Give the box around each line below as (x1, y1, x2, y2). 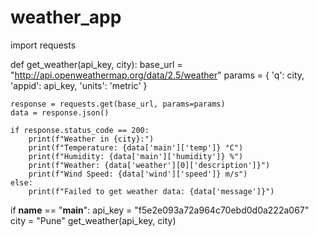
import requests (10, 39, 77, 51)
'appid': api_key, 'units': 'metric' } (10, 79, 148, 91)
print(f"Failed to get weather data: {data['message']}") (28, 186, 275, 196)
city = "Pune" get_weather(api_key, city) (10, 214, 177, 226)
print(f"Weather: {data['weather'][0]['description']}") (28, 160, 271, 170)
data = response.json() (10, 107, 110, 118)
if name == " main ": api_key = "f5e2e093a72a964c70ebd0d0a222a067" (10, 204, 310, 216)
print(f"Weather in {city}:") (28, 134, 155, 144)
